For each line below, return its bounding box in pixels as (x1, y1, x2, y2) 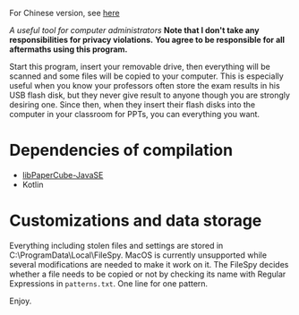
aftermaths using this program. (9, 44, 128, 55)
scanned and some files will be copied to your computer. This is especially (9, 71, 284, 81)
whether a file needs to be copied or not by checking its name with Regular (9, 268, 286, 279)
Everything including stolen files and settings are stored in (9, 240, 224, 251)
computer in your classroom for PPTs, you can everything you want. (9, 109, 261, 119)
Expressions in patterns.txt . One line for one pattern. (9, 277, 209, 289)
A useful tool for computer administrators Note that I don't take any (9, 25, 260, 35)
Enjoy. (9, 295, 32, 306)
